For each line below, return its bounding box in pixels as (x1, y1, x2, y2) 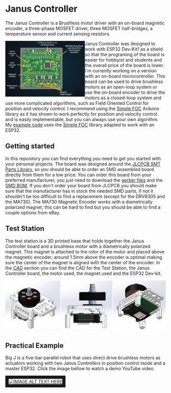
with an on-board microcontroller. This (84, 73, 165, 79)
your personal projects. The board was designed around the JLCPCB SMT (5, 161, 161, 167)
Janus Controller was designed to (84, 40, 156, 46)
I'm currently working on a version (84, 67, 157, 74)
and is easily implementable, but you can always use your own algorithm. (5, 116, 159, 122)
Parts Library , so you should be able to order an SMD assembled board (5, 166, 154, 172)
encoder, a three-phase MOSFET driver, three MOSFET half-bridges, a (5, 25, 153, 31)
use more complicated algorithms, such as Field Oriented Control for (5, 100, 149, 106)
